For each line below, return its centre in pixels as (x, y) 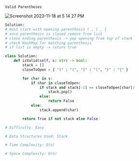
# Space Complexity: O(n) (31, 154)
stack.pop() (60, 92)
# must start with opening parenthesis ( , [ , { (56, 29)
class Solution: (21, 56)
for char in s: (38, 78)
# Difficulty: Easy (25, 128)
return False (61, 101)
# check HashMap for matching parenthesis (48, 43)
